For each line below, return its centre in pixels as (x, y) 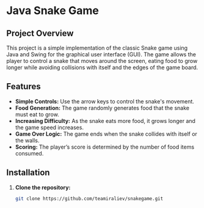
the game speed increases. (49, 127)
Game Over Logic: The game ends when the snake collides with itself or (106, 134)
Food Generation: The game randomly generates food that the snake (102, 108)
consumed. (29, 153)
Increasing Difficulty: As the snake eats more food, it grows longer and (105, 121)
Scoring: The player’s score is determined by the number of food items (104, 147)
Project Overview (40, 33)
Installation (28, 173)
